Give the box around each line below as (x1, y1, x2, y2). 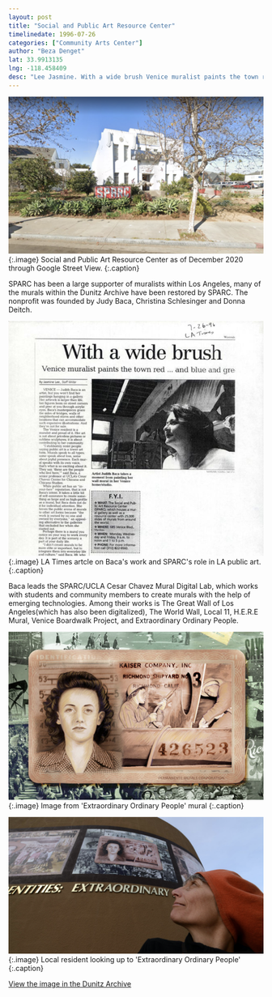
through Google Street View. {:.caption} (8, 263, 140, 273)
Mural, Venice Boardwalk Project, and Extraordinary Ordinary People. (8, 616, 239, 625)
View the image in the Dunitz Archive (8, 979, 132, 989)
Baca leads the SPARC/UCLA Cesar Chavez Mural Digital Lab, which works (8, 581, 259, 590)
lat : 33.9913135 (8, 56, 63, 64)
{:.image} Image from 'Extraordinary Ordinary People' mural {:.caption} (8, 800, 244, 810)
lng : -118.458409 (8, 65, 67, 73)
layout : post (8, 13, 53, 21)
